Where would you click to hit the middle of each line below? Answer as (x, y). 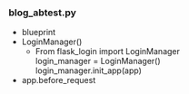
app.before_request (59, 80)
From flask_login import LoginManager (108, 52)
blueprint (39, 33)
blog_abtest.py (42, 13)
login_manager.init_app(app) (89, 70)
